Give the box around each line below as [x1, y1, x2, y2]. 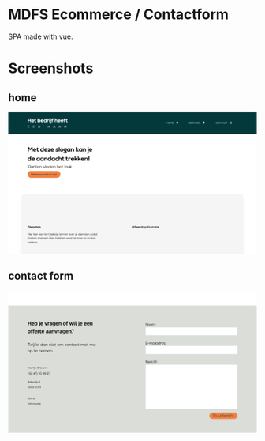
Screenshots [8, 59, 94, 77]
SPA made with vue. [8, 32, 73, 41]
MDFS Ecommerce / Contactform [8, 6, 229, 24]
